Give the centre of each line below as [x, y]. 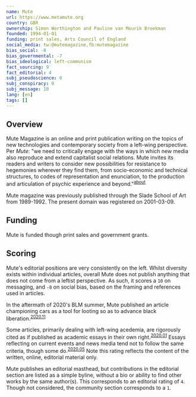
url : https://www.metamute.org [45, 17]
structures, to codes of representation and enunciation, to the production [96, 177]
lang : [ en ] [20, 95]
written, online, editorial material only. [52, 357]
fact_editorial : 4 [29, 73]
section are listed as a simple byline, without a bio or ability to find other [94, 375]
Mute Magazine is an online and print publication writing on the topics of [95, 139]
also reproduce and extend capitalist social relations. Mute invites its [90, 158]
